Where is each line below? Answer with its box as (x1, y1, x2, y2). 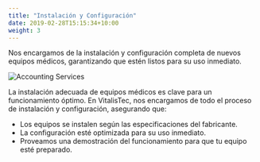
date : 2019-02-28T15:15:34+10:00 (8, 19, 119, 27)
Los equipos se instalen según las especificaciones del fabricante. (19, 120, 239, 129)
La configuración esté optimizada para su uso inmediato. (19, 128, 207, 137)
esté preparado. (19, 145, 73, 155)
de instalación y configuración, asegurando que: (8, 104, 167, 114)
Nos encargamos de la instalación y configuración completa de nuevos (8, 48, 241, 58)
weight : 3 (8, 26, 41, 34)
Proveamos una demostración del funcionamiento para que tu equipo (19, 137, 247, 146)
